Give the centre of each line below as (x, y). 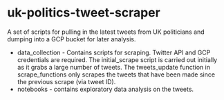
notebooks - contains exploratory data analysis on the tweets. (105, 89)
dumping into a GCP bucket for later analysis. (72, 39)
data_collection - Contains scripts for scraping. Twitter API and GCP (114, 52)
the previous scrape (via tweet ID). (66, 81)
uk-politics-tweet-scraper (84, 13)
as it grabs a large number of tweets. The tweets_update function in (114, 67)
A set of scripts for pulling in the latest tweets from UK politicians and (106, 32)
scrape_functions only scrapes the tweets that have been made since (116, 74)
